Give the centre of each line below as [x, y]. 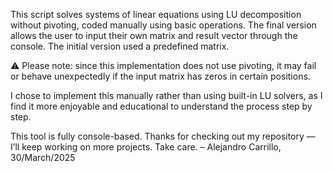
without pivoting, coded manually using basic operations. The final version [163, 25]
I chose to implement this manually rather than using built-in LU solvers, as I [166, 95]
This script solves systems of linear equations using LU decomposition [156, 14]
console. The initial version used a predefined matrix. [120, 46]
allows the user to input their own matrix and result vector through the [154, 35]
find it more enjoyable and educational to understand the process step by [161, 106]
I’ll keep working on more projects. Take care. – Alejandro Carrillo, [146, 147]
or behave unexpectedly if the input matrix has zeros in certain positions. [160, 76]
